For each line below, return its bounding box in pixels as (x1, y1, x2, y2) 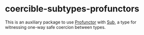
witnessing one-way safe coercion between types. (5, 24, 106, 30)
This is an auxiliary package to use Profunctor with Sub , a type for (5, 19, 137, 25)
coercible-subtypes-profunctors (5, 3, 139, 14)
